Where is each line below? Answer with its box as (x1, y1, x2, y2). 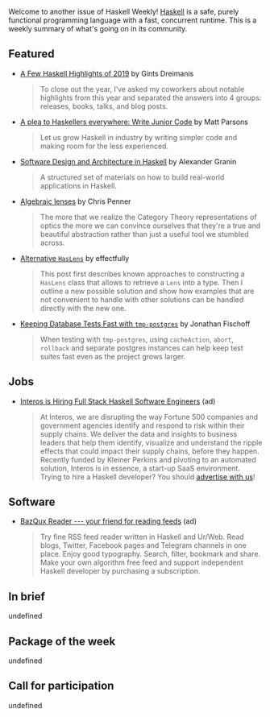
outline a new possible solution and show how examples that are (39, 286, 255, 296)
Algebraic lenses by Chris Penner (19, 197, 131, 206)
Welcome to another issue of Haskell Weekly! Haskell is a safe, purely (8, 7, 239, 16)
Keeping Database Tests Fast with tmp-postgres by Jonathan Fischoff (19, 318, 251, 329)
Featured (8, 48, 55, 61)
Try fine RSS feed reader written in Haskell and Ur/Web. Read (39, 532, 244, 542)
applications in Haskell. (39, 180, 117, 190)
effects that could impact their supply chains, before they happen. (39, 446, 260, 456)
